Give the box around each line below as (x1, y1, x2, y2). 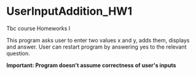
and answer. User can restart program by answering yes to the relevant (6, 43, 187, 50)
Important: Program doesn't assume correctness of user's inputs (6, 61, 176, 69)
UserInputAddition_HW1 (6, 4, 133, 18)
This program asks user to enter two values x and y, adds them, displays (6, 36, 190, 44)
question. (6, 49, 31, 57)
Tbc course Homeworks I (6, 25, 71, 32)
